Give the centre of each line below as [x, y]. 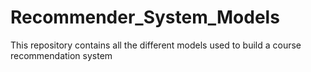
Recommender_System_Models [145, 17]
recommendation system [61, 55]
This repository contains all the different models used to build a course [156, 45]
